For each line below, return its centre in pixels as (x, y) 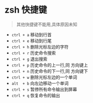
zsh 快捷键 (26, 10)
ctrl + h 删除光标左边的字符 (40, 47)
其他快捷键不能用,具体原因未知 (47, 24)
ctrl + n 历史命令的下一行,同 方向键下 (50, 71)
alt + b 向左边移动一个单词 (40, 83)
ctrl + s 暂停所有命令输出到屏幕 (44, 89)
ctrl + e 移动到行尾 (31, 41)
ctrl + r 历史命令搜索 (34, 53)
